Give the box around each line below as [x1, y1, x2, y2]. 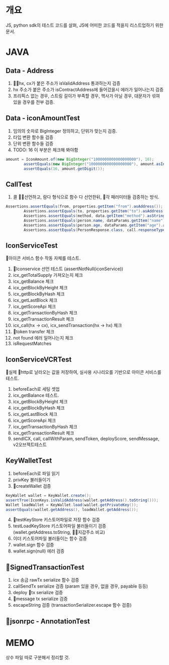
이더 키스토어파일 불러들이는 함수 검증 [13, 535, 87, 541]
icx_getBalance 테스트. [13, 392, 59, 398]
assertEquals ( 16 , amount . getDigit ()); [24, 166, 105, 171]
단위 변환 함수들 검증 [13, 140, 54, 146]
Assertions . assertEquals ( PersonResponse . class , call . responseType [24, 227, 165, 233]
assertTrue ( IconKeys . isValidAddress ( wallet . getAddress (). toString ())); [6, 498, 158, 503]
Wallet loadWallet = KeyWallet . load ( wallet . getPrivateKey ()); [6, 502, 138, 507]
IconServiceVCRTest [6, 355, 72, 364]
